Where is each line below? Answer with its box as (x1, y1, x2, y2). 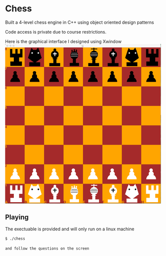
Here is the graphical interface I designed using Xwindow (5, 38, 122, 44)
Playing (5, 213, 29, 221)
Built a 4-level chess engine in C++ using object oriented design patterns (5, 19, 154, 25)
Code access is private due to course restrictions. (5, 29, 107, 35)
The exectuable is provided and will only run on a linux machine (5, 226, 134, 232)
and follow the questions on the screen (5, 246, 90, 251)
